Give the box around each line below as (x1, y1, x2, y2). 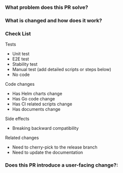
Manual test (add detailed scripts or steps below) (12, 67, 112, 73)
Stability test (12, 61, 38, 67)
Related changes (5, 135, 39, 141)
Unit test (12, 51, 29, 57)
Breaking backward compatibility (12, 125, 79, 131)
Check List (5, 30, 31, 37)
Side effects (5, 116, 29, 122)
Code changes (5, 81, 35, 87)
